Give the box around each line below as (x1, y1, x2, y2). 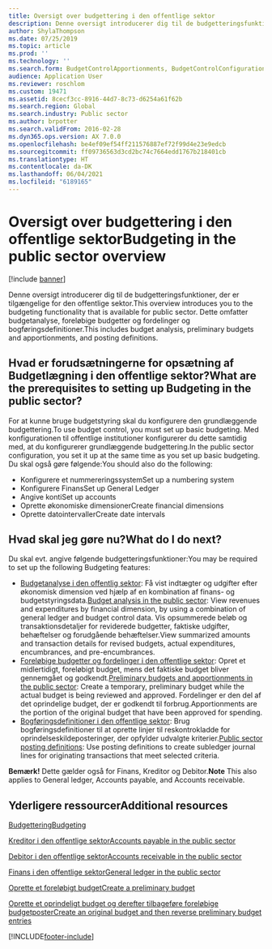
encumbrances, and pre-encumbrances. (19, 647, 155, 657)
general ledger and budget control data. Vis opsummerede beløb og (19, 613, 248, 623)
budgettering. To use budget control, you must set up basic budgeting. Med (8, 424, 259, 434)
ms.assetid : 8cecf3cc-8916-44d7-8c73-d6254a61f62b (8, 95, 183, 103)
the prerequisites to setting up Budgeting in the (8, 382, 252, 396)
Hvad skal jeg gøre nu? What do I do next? (8, 533, 223, 547)
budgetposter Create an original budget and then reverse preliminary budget (8, 908, 262, 917)
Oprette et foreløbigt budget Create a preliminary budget (8, 883, 196, 893)
